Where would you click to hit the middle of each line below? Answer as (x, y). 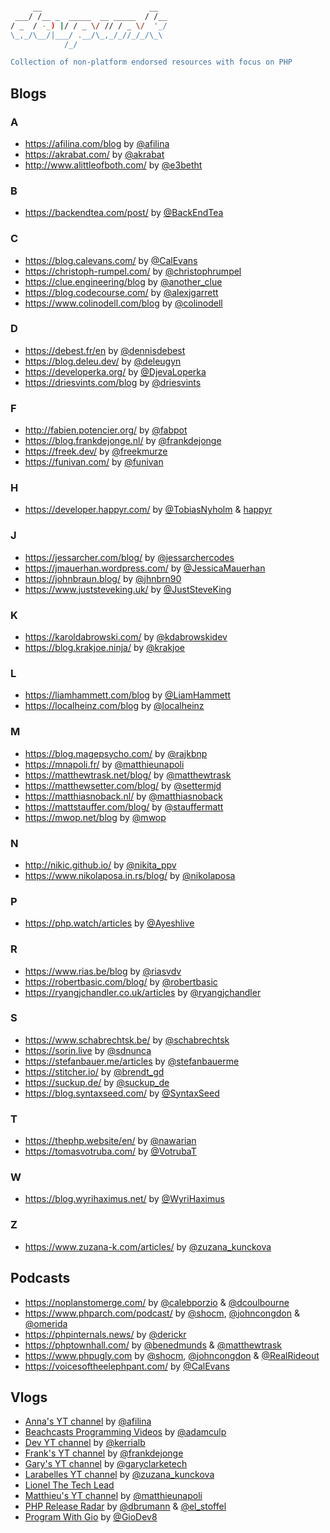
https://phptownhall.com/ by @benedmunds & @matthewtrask (153, 1345)
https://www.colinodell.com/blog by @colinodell (123, 303)
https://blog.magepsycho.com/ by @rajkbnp (116, 753)
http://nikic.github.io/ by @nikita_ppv (100, 865)
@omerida (46, 1323)
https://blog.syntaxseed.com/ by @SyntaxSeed (122, 1093)
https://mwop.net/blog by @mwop (95, 817)
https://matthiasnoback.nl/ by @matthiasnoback (123, 796)
